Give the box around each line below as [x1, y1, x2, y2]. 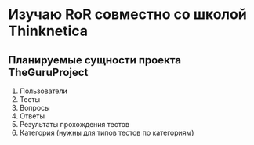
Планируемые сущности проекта [8, 53, 182, 67]
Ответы [19, 111, 45, 121]
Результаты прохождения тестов [19, 120, 130, 129]
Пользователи [19, 86, 68, 96]
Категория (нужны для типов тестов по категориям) [19, 128, 194, 137]
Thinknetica [8, 22, 89, 40]
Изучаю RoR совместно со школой [8, 5, 247, 24]
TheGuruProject [8, 65, 89, 79]
